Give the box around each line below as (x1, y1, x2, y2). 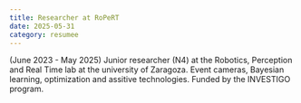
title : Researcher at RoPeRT (9, 13, 120, 23)
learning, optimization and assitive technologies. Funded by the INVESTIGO (9, 74, 291, 85)
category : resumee (9, 30, 79, 39)
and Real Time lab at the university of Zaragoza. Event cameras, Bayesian (9, 64, 285, 75)
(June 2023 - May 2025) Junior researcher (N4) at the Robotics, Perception (9, 55, 293, 66)
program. (9, 83, 44, 95)
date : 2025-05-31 (9, 22, 75, 31)
